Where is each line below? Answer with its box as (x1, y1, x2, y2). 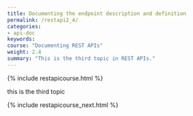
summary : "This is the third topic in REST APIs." (7, 55, 156, 62)
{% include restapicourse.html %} (7, 74, 103, 82)
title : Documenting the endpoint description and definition (7, 10, 187, 17)
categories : (7, 23, 41, 30)
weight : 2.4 (7, 49, 41, 56)
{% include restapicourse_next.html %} (7, 101, 119, 109)
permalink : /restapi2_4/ (7, 17, 79, 23)
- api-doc (7, 29, 36, 37)
